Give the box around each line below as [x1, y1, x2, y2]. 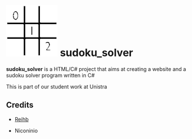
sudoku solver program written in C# [6, 72, 95, 79]
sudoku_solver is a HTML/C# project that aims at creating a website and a [6, 65, 187, 72]
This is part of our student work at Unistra [6, 83, 107, 90]
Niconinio [14, 127, 38, 134]
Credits [6, 100, 34, 110]
